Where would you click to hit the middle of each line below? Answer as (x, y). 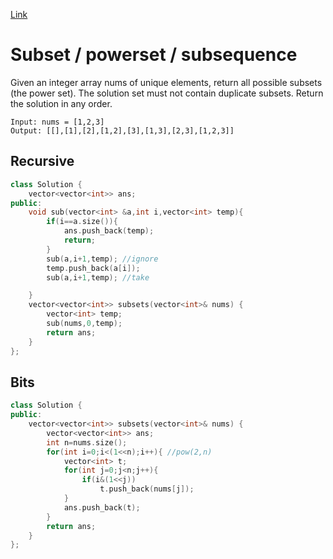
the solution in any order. (61, 103)
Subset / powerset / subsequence (154, 55)
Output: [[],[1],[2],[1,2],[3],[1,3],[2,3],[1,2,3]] (122, 130)
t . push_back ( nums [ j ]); (147, 489)
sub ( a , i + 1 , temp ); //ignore (102, 259)
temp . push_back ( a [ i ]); (93, 268)
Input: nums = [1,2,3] (57, 122)
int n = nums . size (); (87, 442)
